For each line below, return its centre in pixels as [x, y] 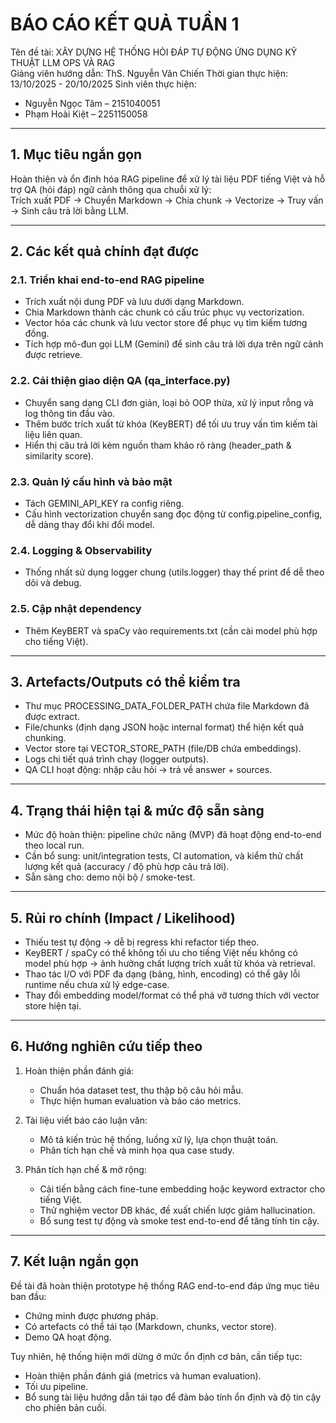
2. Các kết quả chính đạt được [105, 251]
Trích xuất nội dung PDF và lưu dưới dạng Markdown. [134, 302]
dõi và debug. [53, 583]
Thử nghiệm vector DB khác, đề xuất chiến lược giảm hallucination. [177, 1210]
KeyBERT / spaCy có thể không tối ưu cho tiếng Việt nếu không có [161, 953]
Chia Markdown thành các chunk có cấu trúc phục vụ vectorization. [164, 312]
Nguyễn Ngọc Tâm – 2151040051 [92, 103]
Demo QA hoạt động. [68, 1337]
